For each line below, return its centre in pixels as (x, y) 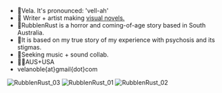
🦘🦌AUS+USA (36, 62)
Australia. (31, 32)
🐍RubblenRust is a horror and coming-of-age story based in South (111, 25)
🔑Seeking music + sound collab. (63, 54)
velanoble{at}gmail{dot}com (57, 69)
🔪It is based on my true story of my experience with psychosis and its (116, 40)
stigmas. (29, 47)
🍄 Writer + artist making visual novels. (71, 18)
